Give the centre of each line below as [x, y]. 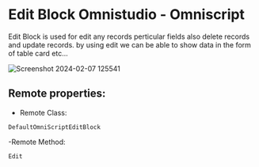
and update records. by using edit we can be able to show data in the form [130, 44]
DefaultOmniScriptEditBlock [55, 127]
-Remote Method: [37, 142]
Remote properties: [57, 94]
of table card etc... [38, 53]
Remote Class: [43, 112]
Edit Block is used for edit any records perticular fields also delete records [129, 36]
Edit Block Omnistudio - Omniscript [127, 15]
